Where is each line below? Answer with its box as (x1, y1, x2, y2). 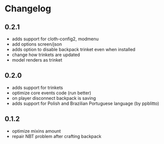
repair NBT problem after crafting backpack (11, 133, 102, 139)
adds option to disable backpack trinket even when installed (11, 47, 136, 52)
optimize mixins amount (11, 128, 61, 134)
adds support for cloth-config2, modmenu (11, 36, 99, 42)
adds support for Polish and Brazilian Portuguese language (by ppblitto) (11, 100, 160, 106)
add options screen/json (11, 41, 62, 47)
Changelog (4, 3, 51, 14)
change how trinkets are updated (11, 52, 80, 58)
